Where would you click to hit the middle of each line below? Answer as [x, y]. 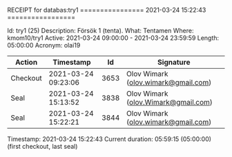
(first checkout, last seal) [42, 146]
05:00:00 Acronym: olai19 [44, 45]
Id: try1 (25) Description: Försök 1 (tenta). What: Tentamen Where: [100, 31]
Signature [174, 62]
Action [26, 62]
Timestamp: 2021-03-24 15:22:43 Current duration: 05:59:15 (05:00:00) [109, 139]
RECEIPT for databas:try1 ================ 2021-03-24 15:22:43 [107, 10]
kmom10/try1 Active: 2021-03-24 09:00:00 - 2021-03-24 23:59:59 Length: [113, 38]
